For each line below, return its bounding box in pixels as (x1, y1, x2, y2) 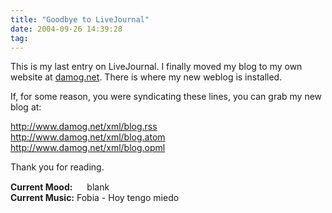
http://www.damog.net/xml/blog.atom (10, 131, 166, 143)
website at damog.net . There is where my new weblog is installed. (10, 71, 283, 83)
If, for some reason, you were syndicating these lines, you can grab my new (10, 91, 323, 103)
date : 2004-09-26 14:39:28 (10, 24, 123, 34)
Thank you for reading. (10, 161, 105, 173)
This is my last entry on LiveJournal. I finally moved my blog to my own (10, 61, 303, 73)
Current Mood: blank (10, 181, 110, 193)
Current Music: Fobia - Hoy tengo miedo (10, 192, 180, 204)
